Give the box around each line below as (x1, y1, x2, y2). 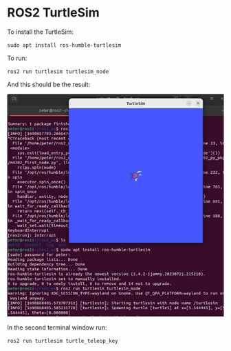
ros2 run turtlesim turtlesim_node (7, 68, 109, 75)
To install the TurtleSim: (7, 28, 74, 36)
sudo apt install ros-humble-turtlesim (7, 41, 122, 49)
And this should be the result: (7, 80, 91, 88)
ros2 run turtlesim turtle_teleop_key (7, 337, 118, 344)
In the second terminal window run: (7, 323, 107, 332)
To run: (7, 54, 27, 62)
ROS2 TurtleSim (7, 5, 100, 21)
